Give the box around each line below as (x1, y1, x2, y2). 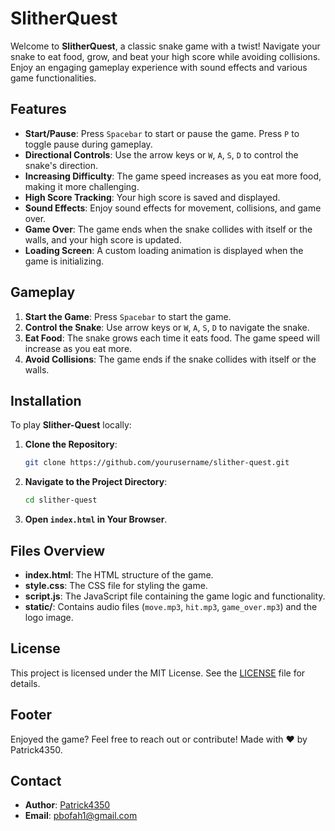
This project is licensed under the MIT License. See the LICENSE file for (10, 667, 306, 679)
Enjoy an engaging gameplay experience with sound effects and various (10, 61, 308, 73)
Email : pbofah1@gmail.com (24, 810, 138, 822)
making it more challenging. (24, 180, 140, 192)
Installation (10, 392, 82, 409)
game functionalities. (10, 72, 97, 84)
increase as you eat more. (24, 342, 133, 354)
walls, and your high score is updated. (24, 233, 182, 246)
